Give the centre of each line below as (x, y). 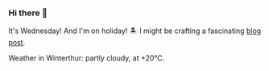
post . (17, 43)
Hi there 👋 (28, 13)
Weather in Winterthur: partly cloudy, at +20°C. (87, 58)
